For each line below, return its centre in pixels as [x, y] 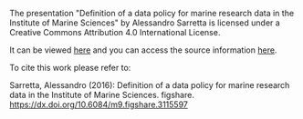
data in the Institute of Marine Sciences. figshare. [102, 95]
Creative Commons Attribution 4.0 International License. [115, 32]
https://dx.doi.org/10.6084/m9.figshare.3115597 [99, 104]
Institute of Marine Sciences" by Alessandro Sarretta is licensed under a [145, 23]
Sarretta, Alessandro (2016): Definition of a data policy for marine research [150, 85]
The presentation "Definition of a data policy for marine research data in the [152, 13]
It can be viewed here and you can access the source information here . [143, 50]
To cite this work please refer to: [70, 68]
